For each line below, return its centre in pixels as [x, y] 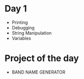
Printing [20, 22]
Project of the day [42, 58]
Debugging [23, 27]
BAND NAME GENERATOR [39, 72]
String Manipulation [32, 33]
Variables [21, 38]
